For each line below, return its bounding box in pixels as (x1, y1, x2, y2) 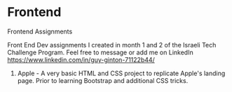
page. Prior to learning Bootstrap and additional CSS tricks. (17, 76, 189, 84)
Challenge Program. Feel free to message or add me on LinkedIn (7, 48, 194, 56)
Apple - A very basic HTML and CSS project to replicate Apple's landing (17, 69, 226, 77)
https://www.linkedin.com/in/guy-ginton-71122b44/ (7, 55, 156, 63)
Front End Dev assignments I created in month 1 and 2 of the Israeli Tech (7, 40, 217, 49)
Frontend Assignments (7, 27, 73, 36)
